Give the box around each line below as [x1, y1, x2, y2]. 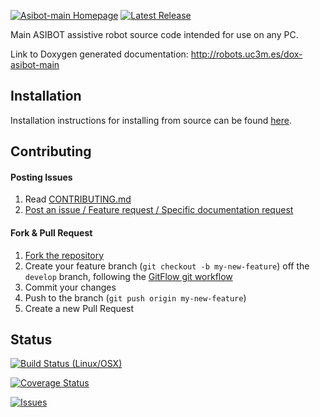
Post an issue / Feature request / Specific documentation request [24, 204, 294, 216]
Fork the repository [24, 249, 105, 261]
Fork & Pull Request [10, 227, 93, 239]
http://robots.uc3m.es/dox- [190, 48, 303, 60]
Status [10, 331, 53, 348]
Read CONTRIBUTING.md [24, 193, 132, 205]
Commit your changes [24, 281, 117, 293]
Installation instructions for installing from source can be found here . [10, 114, 292, 126]
